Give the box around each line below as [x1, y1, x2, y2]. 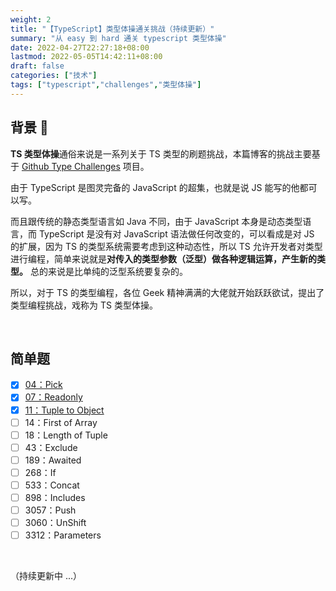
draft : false [10, 61, 65, 71]
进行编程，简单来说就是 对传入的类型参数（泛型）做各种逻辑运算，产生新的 [10, 252, 317, 265]
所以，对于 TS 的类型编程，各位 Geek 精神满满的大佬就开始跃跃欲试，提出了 [10, 286, 325, 298]
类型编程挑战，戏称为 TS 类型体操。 [10, 299, 158, 311]
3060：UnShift [24, 517, 87, 529]
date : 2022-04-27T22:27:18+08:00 [10, 42, 150, 53]
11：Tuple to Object [24, 404, 105, 416]
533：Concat [24, 479, 80, 491]
